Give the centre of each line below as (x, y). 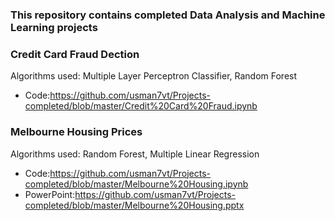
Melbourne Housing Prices (76, 132)
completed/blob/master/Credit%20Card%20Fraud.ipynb (141, 106)
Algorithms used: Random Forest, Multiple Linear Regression (135, 154)
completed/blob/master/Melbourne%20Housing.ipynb (136, 184)
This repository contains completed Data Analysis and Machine (168, 15)
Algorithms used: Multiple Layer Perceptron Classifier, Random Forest (154, 76)
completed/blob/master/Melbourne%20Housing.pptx (134, 205)
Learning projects (54, 27)
